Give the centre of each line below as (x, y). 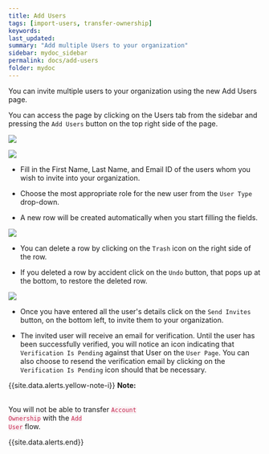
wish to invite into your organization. (80, 178)
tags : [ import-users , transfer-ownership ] (80, 23)
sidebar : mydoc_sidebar (48, 53)
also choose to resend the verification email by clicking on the (122, 361)
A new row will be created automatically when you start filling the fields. (139, 217)
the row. (33, 256)
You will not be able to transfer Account (72, 409)
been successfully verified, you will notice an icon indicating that (127, 344)
